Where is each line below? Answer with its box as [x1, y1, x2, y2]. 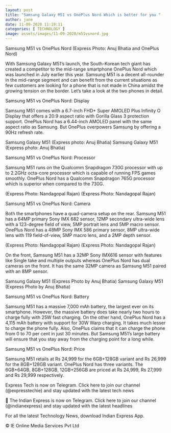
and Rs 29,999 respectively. [5, 372, 64, 378]
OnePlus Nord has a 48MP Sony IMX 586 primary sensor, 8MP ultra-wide [5, 227, 160, 233]
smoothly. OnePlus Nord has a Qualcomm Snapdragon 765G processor [5, 175, 155, 181]
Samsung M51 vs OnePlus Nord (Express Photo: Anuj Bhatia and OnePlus [5, 45, 159, 51]
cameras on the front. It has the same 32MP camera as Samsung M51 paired [5, 263, 166, 269]
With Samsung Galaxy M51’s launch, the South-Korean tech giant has [5, 61, 151, 66]
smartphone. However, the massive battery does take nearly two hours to [5, 309, 160, 315]
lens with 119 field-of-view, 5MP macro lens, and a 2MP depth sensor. [5, 232, 152, 238]
